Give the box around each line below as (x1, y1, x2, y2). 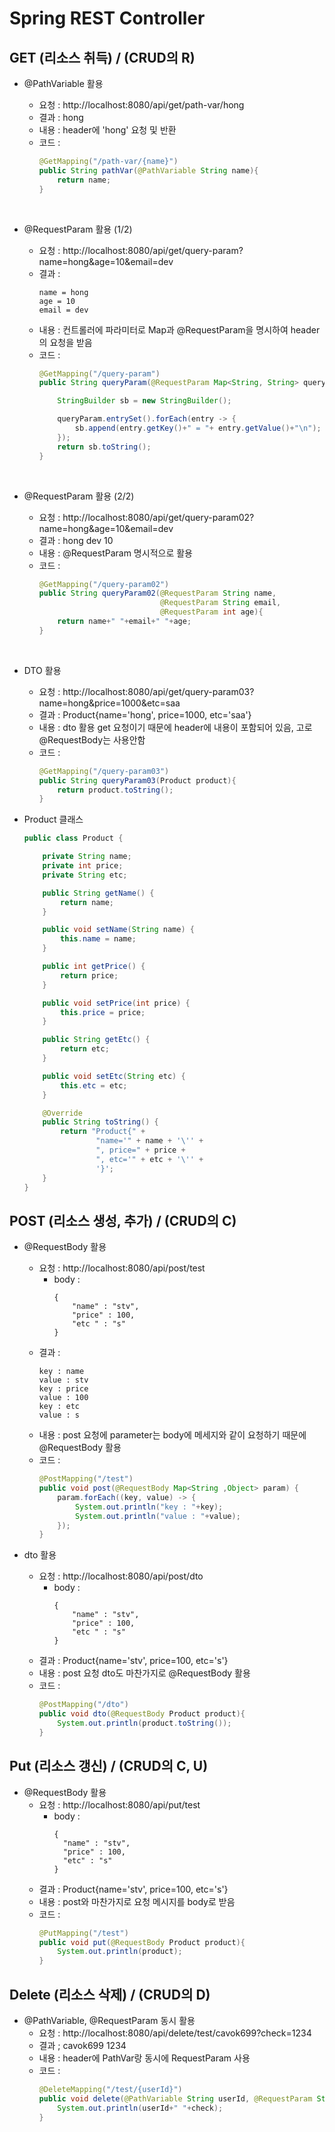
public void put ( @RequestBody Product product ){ (38, 1937, 246, 1947)
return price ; (60, 970, 119, 981)
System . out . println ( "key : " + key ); (74, 1502, 224, 1512)
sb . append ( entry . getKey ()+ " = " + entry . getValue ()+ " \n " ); (74, 423, 322, 433)
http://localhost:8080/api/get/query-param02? (62, 511, 255, 523)
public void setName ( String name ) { (42, 925, 195, 935)
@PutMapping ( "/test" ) (38, 1928, 129, 1938)
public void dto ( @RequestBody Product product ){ (38, 1709, 246, 1719)
